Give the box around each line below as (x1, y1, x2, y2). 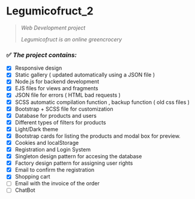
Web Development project (20, 24, 86, 31)
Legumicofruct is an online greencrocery (20, 35, 122, 43)
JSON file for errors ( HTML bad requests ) (14, 91, 121, 99)
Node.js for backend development (14, 78, 100, 85)
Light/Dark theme (14, 125, 59, 133)
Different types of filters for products (14, 118, 106, 126)
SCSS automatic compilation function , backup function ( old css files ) (14, 98, 190, 106)
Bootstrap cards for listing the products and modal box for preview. (14, 132, 181, 139)
